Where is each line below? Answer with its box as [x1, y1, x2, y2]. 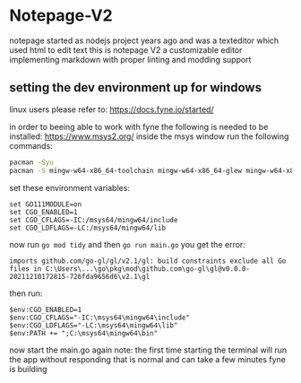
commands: [9, 140, 54, 151]
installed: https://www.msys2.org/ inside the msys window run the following [9, 131, 289, 142]
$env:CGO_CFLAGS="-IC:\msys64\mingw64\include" [9, 313, 191, 322]
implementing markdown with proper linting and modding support [9, 54, 252, 65]
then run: [9, 288, 43, 299]
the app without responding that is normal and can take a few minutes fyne [9, 353, 287, 364]
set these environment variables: [9, 182, 130, 193]
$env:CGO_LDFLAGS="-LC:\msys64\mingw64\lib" [9, 320, 178, 330]
